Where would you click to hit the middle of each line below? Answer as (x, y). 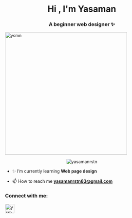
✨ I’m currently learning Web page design (55, 171)
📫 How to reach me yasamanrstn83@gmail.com (62, 181)
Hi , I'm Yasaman (82, 9)
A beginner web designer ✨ (82, 24)
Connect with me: (27, 196)
